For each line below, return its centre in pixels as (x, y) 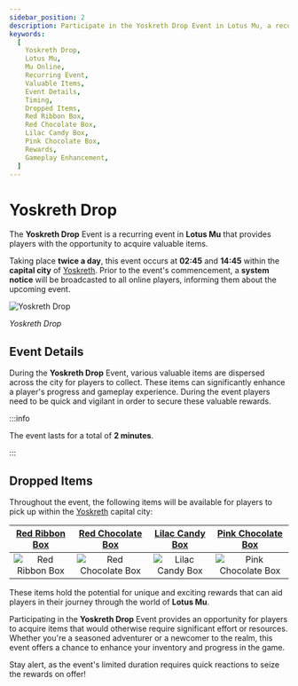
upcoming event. (40, 289)
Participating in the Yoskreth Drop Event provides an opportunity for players (149, 619)
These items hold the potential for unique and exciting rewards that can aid (146, 592)
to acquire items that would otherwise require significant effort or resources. (149, 628)
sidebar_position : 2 (47, 17)
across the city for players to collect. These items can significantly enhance (147, 382)
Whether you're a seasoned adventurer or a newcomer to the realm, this (141, 638)
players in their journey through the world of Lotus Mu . (110, 602)
